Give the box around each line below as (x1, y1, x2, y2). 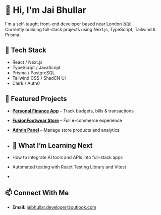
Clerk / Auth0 (12, 80, 40, 86)
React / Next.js (12, 59, 43, 65)
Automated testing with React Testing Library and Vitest (12, 164, 126, 170)
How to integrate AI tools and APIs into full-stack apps (12, 155, 123, 161)
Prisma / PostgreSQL (12, 69, 55, 76)
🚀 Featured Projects (5, 95, 67, 103)
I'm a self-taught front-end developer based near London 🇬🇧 (5, 21, 131, 27)
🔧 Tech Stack (5, 46, 47, 54)
